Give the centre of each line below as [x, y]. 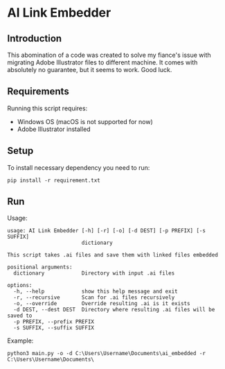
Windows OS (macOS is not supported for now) [85, 121]
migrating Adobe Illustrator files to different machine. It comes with [102, 62]
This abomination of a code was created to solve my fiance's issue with [109, 55]
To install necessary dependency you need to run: [79, 167]
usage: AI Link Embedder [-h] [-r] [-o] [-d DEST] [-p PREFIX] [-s [107, 231]
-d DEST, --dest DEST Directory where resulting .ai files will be [114, 310]
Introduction [35, 38]
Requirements [38, 92]
